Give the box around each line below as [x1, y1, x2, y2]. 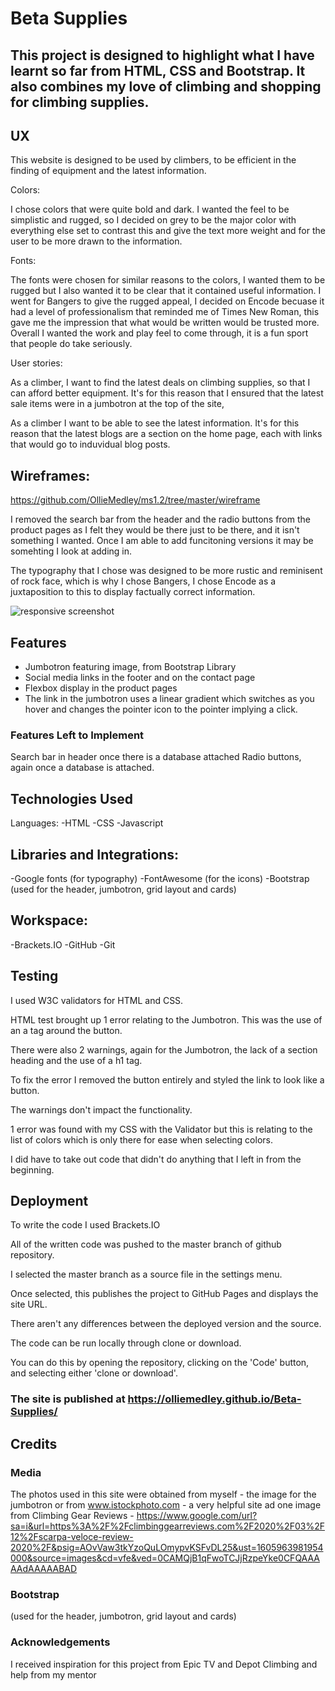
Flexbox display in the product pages [24, 682, 178, 694]
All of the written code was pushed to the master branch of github [10, 1238, 282, 1251]
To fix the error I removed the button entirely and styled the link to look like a [10, 1073, 325, 1086]
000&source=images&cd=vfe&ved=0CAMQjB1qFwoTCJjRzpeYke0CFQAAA [10, 1552, 320, 1564]
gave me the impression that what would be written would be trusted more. [10, 317, 320, 329]
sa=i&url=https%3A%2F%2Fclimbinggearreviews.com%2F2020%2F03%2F [10, 1520, 325, 1532]
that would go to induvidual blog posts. [10, 438, 171, 451]
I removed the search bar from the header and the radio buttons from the [10, 513, 311, 526]
